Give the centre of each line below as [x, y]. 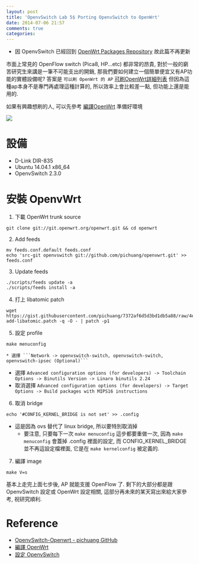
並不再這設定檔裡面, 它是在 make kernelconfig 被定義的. [92, 449]
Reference [32, 524]
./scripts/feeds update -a [39, 283]
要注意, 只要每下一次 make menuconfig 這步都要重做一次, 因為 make [103, 434]
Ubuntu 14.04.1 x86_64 [42, 167]
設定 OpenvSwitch [37, 554]
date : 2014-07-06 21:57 [36, 23]
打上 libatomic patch [39, 299]
